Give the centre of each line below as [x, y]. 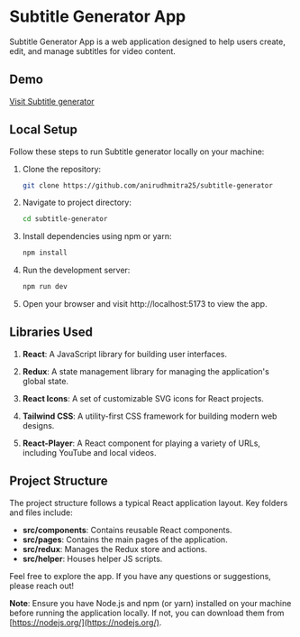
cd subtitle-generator [65, 219]
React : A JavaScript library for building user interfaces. [125, 354]
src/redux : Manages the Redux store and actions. [114, 549]
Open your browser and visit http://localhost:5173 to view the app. [145, 304]
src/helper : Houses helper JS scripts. [92, 559]
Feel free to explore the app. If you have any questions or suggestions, [141, 576]
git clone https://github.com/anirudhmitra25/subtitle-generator [147, 185]
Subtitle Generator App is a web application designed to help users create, [148, 42]
